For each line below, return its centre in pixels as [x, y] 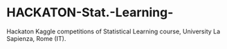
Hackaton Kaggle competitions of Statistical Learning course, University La [113, 31]
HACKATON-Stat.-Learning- [90, 13]
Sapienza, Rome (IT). [36, 38]
